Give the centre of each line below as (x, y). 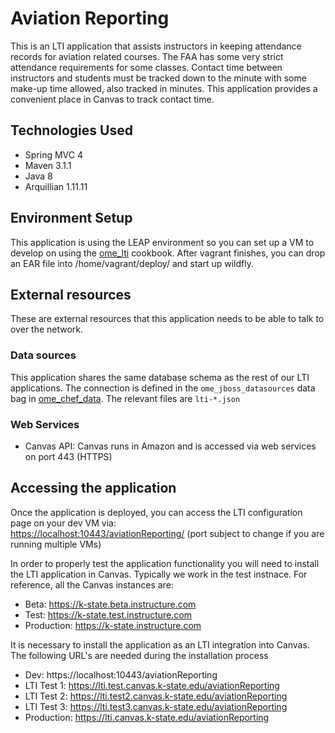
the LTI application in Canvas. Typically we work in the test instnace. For (159, 574)
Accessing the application (93, 488)
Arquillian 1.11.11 (56, 186)
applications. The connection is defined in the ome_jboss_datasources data (163, 388)
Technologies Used (71, 130)
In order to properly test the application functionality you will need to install (165, 563)
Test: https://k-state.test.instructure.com (108, 614)
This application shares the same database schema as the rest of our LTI (160, 377)
